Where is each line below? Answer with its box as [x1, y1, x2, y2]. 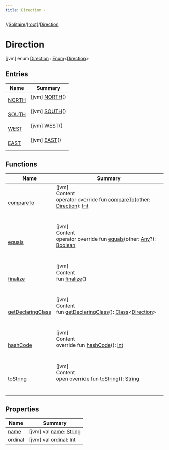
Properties [5, 405, 39, 413]
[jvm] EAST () [30, 137, 62, 144]
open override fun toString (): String [56, 375, 140, 382]
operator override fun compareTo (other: [56, 196, 151, 203]
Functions [5, 160, 38, 168]
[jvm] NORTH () [30, 94, 66, 101]
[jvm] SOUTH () [30, 108, 66, 115]
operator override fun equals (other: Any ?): [56, 236, 156, 243]
